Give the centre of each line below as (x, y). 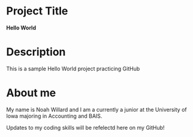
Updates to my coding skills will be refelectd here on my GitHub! (85, 127)
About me (31, 93)
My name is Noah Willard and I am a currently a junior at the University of (96, 109)
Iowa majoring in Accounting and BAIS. (54, 116)
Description (36, 52)
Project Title (37, 11)
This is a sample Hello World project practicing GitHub (73, 68)
